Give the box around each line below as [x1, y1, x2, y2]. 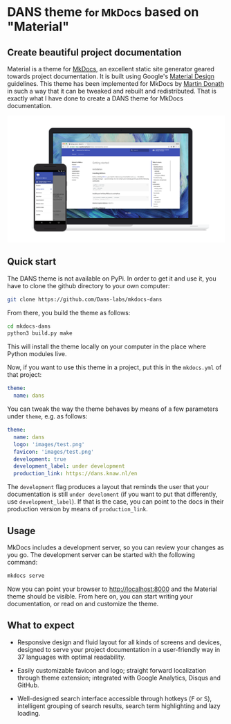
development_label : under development [13, 463, 126, 470]
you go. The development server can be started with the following [7, 550, 196, 558]
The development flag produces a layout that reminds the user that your [7, 483, 210, 491]
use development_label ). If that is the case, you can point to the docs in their [7, 497, 224, 506]
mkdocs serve [7, 572, 45, 579]
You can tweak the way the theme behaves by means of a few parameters [7, 405, 219, 413]
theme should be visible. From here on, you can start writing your [7, 592, 194, 600]
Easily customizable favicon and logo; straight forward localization [17, 666, 207, 674]
